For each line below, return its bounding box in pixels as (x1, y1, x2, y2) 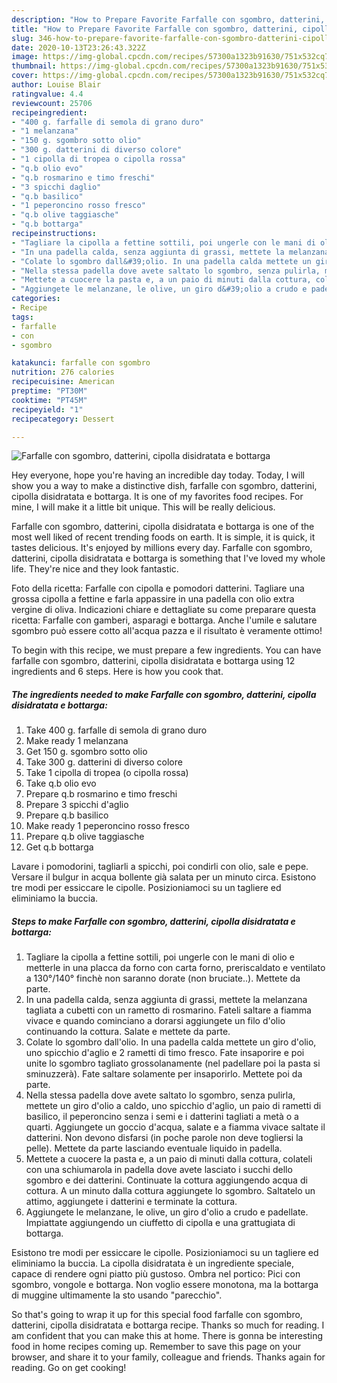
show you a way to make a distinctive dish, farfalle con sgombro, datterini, (11, 480, 318, 492)
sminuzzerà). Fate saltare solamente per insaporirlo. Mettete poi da (25, 1068, 303, 1080)
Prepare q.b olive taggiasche (25, 831, 145, 843)
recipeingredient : (11, 107, 88, 118)
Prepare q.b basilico (25, 809, 109, 821)
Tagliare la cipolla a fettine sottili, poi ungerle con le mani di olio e (25, 951, 295, 963)
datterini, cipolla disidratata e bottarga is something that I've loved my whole (11, 552, 326, 565)
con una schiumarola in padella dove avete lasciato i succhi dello (25, 1164, 293, 1176)
